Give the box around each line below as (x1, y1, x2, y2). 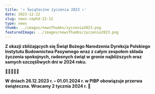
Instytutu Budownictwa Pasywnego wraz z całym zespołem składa (5, 48, 143, 54)
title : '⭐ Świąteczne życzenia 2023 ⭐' (5, 7, 87, 12)
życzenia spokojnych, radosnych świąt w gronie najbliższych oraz (5, 54, 142, 59)
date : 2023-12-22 (5, 12, 40, 17)
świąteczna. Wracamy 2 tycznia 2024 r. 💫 (5, 83, 91, 89)
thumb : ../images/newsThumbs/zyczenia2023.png (5, 25, 101, 30)
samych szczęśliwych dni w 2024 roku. (5, 59, 87, 65)
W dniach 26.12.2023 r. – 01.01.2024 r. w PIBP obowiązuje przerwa (5, 78, 143, 84)
